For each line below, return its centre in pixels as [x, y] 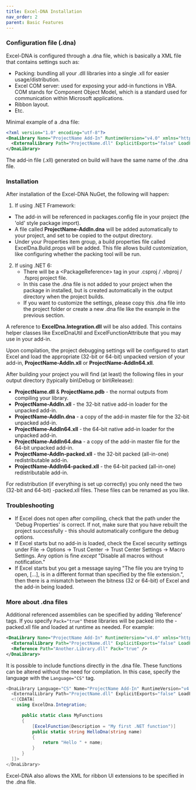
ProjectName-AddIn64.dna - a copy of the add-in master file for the [97, 442]
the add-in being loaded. [44, 587]
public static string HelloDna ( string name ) [87, 732]
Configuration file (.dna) [41, 43]
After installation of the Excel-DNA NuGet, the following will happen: [88, 194]
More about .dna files [37, 602]
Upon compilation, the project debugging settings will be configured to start [97, 350]
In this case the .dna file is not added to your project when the [98, 284]
